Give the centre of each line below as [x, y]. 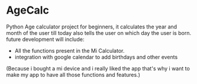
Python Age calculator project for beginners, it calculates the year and [92, 27]
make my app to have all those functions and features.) [73, 75]
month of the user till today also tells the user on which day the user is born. [98, 33]
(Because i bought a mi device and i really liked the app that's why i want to [98, 68]
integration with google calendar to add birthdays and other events [96, 57]
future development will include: [45, 39]
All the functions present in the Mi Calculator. [70, 50]
